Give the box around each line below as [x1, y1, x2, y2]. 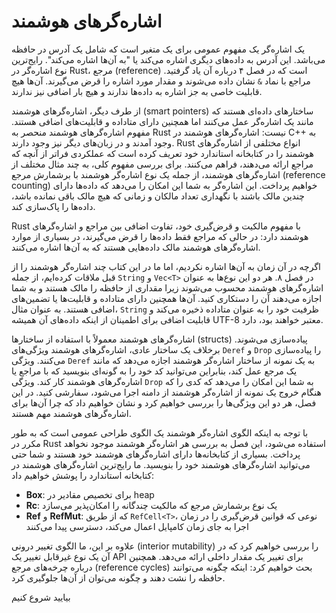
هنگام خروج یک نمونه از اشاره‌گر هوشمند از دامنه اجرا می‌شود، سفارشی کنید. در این [11, 386, 322, 398]
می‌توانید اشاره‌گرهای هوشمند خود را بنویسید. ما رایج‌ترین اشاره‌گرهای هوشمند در [11, 458, 311, 470]
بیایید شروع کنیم [11, 591, 71, 603]
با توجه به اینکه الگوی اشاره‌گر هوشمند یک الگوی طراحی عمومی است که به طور [11, 426, 309, 439]
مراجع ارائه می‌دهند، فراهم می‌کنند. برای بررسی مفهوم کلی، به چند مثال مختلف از [11, 158, 314, 170]
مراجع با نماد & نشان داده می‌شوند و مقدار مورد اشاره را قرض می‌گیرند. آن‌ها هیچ [11, 75, 311, 87]
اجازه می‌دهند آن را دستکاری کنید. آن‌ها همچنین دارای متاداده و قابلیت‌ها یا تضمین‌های [11, 292, 323, 304]
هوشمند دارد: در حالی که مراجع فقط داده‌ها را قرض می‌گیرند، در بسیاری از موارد [11, 230, 309, 242]
